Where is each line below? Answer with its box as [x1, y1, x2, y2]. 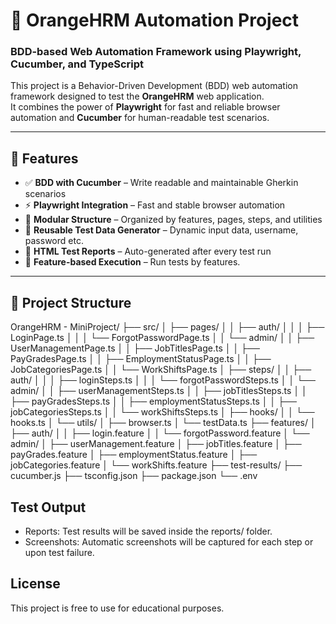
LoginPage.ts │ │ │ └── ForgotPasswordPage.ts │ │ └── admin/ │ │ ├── [10, 332, 315, 344]
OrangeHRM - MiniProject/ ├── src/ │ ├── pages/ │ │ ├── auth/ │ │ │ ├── [10, 321, 325, 333]
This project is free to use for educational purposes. [10, 602, 225, 614]
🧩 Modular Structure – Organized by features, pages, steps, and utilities [24, 214, 323, 226]
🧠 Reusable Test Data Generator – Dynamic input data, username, [24, 224, 299, 236]
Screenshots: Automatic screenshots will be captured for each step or [24, 535, 314, 548]
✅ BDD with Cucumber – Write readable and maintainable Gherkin [24, 177, 299, 189]
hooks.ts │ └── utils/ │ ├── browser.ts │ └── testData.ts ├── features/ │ [10, 417, 317, 429]
